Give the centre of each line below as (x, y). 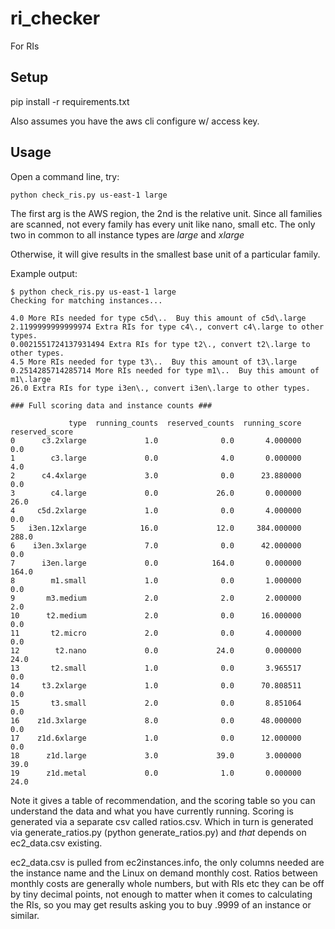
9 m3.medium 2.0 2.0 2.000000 (156, 598)
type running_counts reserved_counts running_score (185, 423)
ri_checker (55, 18)
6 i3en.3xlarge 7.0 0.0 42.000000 (156, 545)
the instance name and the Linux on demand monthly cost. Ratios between (164, 873)
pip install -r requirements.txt (70, 101)
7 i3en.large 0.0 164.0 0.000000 (156, 563)
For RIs (25, 46)
